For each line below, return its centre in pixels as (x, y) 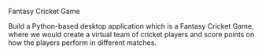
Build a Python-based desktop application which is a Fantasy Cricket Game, (131, 26)
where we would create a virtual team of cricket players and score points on (131, 34)
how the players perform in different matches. (83, 43)
